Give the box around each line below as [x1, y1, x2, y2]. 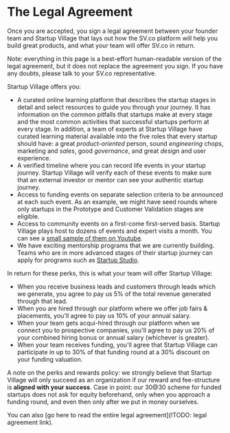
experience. [16, 153, 51, 162]
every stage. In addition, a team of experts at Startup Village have [16, 125, 203, 133]
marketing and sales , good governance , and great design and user [16, 147, 207, 155]
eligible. [16, 212, 40, 220]
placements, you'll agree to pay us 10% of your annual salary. [16, 311, 192, 319]
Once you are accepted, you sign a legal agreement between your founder [7, 27, 218, 35]
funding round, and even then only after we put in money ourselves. [7, 397, 199, 406]
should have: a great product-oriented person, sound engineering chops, [16, 139, 224, 147]
